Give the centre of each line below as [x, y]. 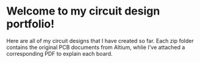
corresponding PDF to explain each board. [59, 53]
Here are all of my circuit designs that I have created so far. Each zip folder [100, 41]
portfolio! [30, 24]
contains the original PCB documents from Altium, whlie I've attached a [96, 47]
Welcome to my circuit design [83, 11]
